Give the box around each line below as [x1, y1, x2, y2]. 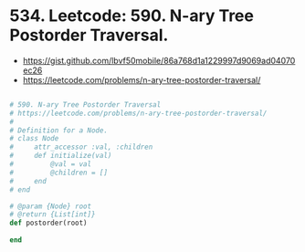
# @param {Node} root [9, 202, 92, 211]
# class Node [9, 134, 59, 143]
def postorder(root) [9, 218, 89, 228]
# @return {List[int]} [9, 210, 96, 219]
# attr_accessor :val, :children [9, 142, 153, 152]
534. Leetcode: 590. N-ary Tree [9, 5, 254, 26]
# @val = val [9, 160, 92, 169]
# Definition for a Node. [9, 125, 108, 135]
